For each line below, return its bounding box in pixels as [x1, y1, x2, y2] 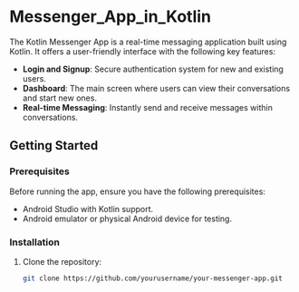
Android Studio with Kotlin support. [22, 203, 154, 214]
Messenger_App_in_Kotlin [9, 6, 211, 27]
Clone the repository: [22, 256, 102, 267]
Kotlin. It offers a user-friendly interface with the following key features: [9, 45, 276, 56]
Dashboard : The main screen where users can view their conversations [22, 83, 291, 93]
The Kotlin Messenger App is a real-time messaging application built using [9, 36, 287, 47]
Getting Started [9, 138, 99, 153]
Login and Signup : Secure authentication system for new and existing [22, 63, 284, 74]
